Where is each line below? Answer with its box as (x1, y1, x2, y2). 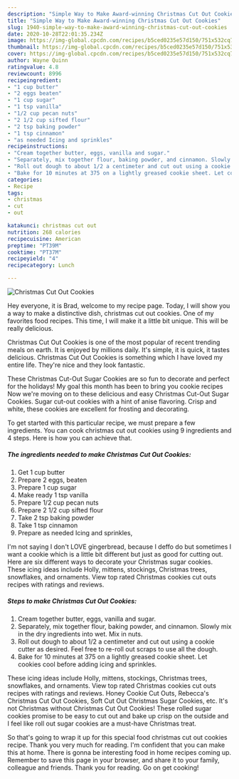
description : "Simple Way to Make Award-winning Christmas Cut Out (7, 10, 212, 18)
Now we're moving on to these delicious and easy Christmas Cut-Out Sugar (7, 390, 230, 398)
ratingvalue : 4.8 (7, 63, 59, 71)
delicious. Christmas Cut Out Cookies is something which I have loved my (7, 354, 223, 361)
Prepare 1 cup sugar (17, 483, 77, 492)
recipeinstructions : (7, 143, 69, 150)
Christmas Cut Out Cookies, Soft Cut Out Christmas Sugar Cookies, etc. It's (7, 696, 228, 705)
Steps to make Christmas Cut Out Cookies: (7, 597, 137, 605)
